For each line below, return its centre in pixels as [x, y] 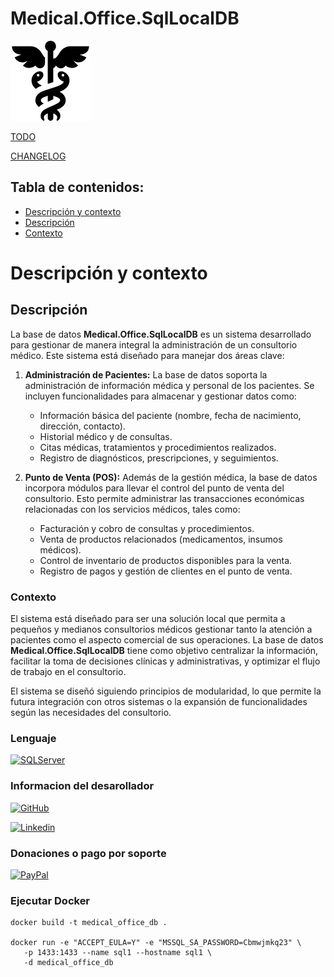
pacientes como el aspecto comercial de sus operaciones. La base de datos [167, 640]
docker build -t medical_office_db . [89, 923]
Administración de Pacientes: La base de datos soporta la [146, 374]
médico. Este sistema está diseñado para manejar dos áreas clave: [147, 355]
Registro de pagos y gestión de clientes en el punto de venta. [166, 571]
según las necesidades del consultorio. [91, 713]
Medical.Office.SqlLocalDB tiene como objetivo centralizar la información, [164, 651]
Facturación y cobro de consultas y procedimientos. [147, 528]
